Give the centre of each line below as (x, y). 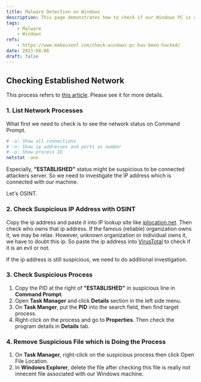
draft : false (22, 56)
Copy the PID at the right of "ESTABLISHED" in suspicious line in (95, 288)
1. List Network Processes (45, 110)
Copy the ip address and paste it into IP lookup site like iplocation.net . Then (99, 222)
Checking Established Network (65, 81)
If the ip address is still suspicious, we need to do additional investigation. (97, 259)
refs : (13, 40)
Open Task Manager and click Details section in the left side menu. (98, 300)
